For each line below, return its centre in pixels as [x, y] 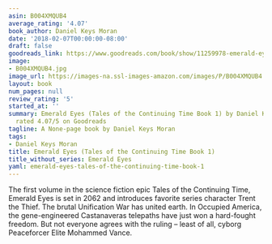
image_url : [27, 76]
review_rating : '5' [41, 99]
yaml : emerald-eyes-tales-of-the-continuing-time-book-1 [106, 167]
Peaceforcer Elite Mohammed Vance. [70, 233]
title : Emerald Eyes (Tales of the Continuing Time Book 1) [112, 152]
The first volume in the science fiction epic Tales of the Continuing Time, [130, 190]
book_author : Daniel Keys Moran [63, 31]
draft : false [30, 46]
